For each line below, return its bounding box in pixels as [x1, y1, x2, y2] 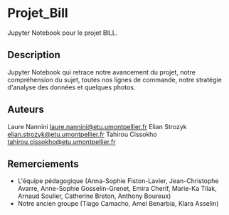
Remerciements [7, 158, 80, 170]
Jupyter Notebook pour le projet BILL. [7, 28, 118, 37]
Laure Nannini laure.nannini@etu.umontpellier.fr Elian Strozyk [7, 122, 187, 131]
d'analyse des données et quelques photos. [7, 83, 136, 92]
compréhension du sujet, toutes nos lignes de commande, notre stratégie [7, 75, 222, 84]
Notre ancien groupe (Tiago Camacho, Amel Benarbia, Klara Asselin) [17, 199, 219, 208]
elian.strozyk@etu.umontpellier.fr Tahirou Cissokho [7, 130, 158, 138]
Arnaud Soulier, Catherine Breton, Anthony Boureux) [17, 192, 171, 200]
